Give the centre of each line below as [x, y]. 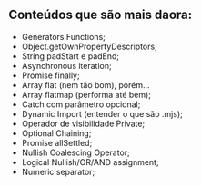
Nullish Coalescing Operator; [76, 152]
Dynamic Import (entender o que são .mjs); [102, 113]
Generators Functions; [63, 36]
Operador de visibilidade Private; [83, 123]
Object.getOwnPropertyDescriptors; [90, 46]
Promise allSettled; [57, 142]
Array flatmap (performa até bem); [86, 94]
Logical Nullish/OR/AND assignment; [90, 162]
